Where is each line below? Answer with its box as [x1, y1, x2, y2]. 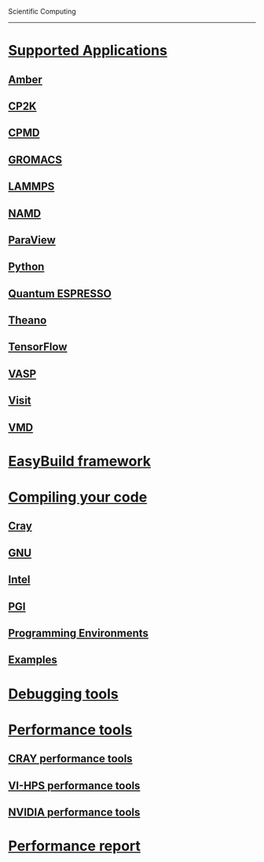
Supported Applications [8, 42, 167, 60]
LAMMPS [8, 180, 55, 194]
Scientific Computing [8, 7, 76, 16]
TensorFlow [8, 340, 68, 353]
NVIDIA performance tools [8, 805, 141, 819]
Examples [8, 653, 57, 667]
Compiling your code [8, 488, 148, 506]
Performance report [8, 838, 141, 855]
